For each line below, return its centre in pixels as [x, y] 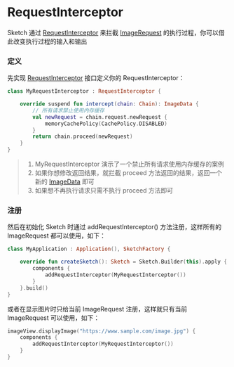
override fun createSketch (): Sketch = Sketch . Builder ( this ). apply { [124, 262]
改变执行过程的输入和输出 [50, 41]
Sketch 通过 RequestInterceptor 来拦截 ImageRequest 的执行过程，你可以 [113, 32]
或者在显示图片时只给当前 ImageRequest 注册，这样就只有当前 [97, 309]
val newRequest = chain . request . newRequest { [100, 117]
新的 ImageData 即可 [64, 182]
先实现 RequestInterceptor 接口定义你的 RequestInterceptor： [96, 78]
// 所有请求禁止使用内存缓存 [69, 110]
